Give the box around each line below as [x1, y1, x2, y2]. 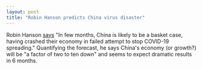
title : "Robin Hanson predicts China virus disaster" [6, 15, 146, 21]
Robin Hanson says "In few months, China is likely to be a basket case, [6, 31, 183, 38]
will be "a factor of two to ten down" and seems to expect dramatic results [6, 50, 192, 57]
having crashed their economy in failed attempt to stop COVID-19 [6, 38, 169, 45]
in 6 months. [6, 57, 38, 64]
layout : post [6, 8, 39, 15]
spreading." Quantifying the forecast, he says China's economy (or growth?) [6, 44, 197, 51]
